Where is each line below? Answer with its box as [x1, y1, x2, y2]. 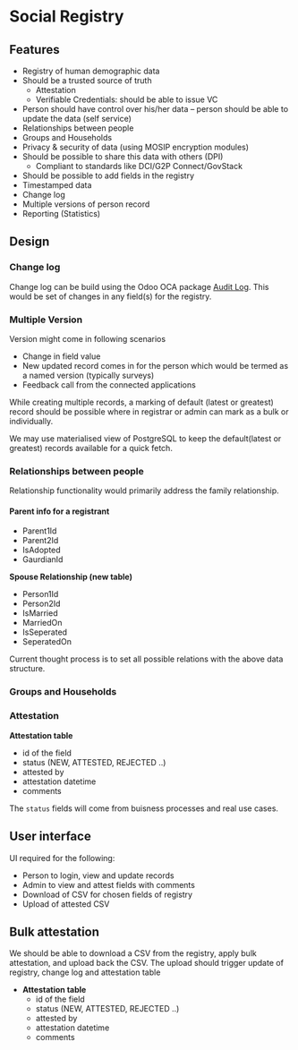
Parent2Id [21, 535, 59, 546]
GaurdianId [21, 554, 64, 565]
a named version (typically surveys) [21, 370, 155, 380]
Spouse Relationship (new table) [9, 571, 132, 583]
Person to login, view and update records [21, 870, 175, 881]
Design [9, 235, 50, 250]
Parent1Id [21, 525, 57, 536]
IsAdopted [21, 544, 61, 556]
